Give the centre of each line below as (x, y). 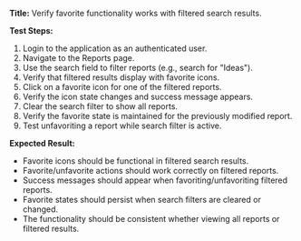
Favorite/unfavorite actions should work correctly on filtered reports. (150, 171)
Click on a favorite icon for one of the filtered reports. (122, 87)
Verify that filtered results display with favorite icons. (121, 77)
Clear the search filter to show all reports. (100, 106)
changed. (40, 209)
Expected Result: (42, 143)
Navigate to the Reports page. (78, 58)
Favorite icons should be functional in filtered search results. (136, 161)
